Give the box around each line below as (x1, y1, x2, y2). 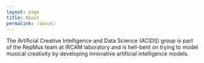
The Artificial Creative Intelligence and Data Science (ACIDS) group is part (6, 37, 194, 45)
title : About (6, 15, 40, 21)
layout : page (6, 9, 40, 15)
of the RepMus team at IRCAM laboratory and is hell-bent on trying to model (6, 43, 198, 51)
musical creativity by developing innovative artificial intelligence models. (6, 50, 189, 57)
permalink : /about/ (6, 20, 56, 26)
